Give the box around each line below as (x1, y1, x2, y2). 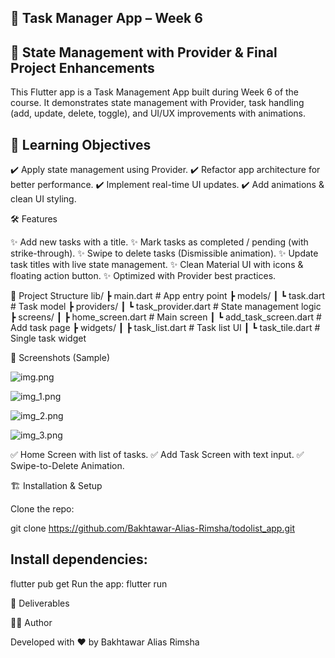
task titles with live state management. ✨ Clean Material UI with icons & (10, 259, 304, 271)
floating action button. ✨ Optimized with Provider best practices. (10, 270, 277, 282)
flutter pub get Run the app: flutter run (10, 577, 168, 590)
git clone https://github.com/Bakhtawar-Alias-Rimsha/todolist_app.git (10, 522, 296, 535)
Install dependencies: (10, 551, 148, 568)
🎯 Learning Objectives (10, 136, 152, 153)
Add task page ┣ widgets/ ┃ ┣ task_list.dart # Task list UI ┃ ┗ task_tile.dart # (10, 322, 321, 334)
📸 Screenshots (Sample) (10, 352, 111, 364)
